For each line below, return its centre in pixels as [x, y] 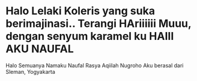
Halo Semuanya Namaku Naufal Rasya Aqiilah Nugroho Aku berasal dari [95, 65]
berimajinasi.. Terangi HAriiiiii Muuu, [98, 24]
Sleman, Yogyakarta [30, 71]
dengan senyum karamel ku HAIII [90, 36]
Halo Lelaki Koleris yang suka [80, 11]
